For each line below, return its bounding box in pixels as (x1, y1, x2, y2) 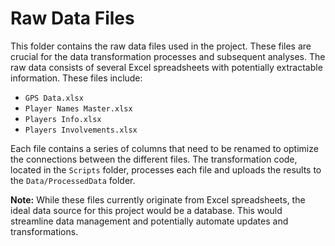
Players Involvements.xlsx (24, 125, 138, 135)
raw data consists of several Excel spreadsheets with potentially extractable (10, 61, 323, 73)
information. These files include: (10, 72, 143, 84)
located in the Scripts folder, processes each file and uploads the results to (10, 163, 322, 176)
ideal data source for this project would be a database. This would (10, 204, 283, 216)
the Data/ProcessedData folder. (10, 174, 136, 186)
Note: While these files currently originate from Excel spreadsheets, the (10, 193, 306, 206)
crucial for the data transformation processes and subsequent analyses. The (10, 50, 326, 62)
